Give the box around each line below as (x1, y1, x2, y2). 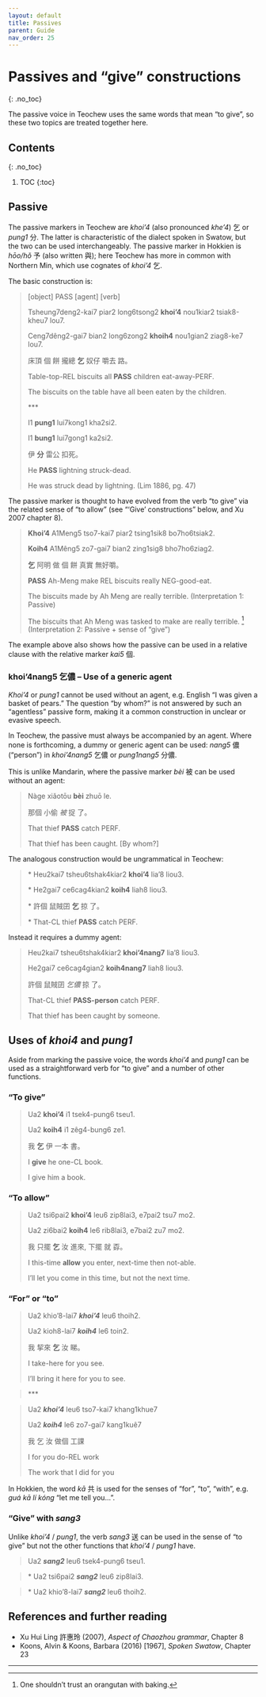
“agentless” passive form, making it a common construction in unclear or (8, 707, 246, 716)
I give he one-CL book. (27, 1157, 104, 1166)
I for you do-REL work (27, 1453, 100, 1462)
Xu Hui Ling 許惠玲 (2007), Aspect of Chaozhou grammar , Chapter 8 (19, 1632, 244, 1641)
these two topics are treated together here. (8, 118, 149, 128)
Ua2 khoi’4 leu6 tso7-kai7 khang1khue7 (27, 1405, 158, 1415)
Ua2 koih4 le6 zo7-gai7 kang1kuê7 (27, 1420, 142, 1430)
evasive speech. (8, 715, 62, 724)
